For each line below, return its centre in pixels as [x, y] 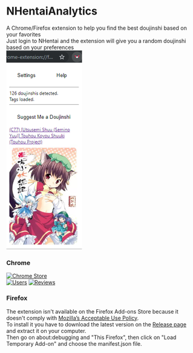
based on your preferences [40, 47]
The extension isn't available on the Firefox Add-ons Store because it [92, 311]
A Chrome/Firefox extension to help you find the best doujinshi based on [97, 28]
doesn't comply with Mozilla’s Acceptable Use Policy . [73, 318]
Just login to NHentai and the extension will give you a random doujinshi [96, 41]
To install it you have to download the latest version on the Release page [96, 324]
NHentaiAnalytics [52, 11]
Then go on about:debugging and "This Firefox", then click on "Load [91, 337]
